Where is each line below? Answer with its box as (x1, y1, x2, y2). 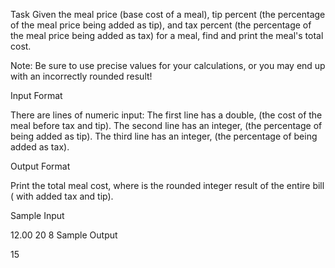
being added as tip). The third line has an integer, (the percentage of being (10, 130, 318, 142)
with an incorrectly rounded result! (10, 70, 153, 82)
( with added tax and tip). (10, 190, 114, 202)
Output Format (10, 160, 71, 172)
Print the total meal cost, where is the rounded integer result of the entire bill (10, 180, 325, 191)
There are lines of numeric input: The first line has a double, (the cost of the (10, 109, 323, 121)
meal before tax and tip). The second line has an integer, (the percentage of (10, 120, 323, 131)
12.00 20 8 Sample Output (10, 229, 118, 241)
